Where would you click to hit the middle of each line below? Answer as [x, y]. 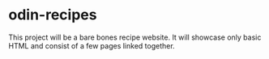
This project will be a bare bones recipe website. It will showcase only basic [135, 37]
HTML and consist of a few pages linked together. [92, 45]
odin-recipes [53, 15]
